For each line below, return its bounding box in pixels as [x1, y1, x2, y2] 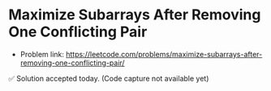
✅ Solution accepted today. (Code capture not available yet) [8, 73, 209, 83]
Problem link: [19, 49, 65, 59]
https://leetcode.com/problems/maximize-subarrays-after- [66, 49, 263, 59]
